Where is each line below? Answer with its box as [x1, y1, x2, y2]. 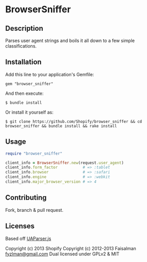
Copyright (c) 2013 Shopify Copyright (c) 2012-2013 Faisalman [5, 245, 136, 251]
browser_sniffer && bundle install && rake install [5, 123, 117, 128]
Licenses [5, 222, 35, 231]
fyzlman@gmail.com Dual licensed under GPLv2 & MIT [5, 251, 120, 257]
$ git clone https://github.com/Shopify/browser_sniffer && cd [5, 119, 142, 124]
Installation [5, 58, 42, 67]
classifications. [5, 43, 37, 49]
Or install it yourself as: [5, 109, 53, 115]
